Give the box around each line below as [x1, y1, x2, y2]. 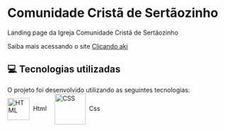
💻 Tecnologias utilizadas [7, 64, 121, 76]
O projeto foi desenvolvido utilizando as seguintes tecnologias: [7, 85, 190, 94]
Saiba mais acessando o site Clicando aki [7, 42, 129, 50]
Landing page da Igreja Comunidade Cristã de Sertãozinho [7, 28, 179, 37]
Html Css [33, 104, 100, 112]
